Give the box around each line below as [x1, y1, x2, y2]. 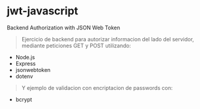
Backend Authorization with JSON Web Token [7, 24, 121, 31]
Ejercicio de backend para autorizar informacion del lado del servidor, [21, 35, 195, 43]
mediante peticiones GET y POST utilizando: [21, 42, 132, 49]
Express [15, 60, 36, 67]
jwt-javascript [7, 4, 79, 18]
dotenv [15, 72, 34, 80]
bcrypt [15, 96, 32, 103]
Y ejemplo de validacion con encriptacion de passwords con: [21, 84, 173, 91]
